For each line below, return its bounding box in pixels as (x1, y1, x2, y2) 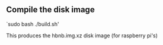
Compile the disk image (6, 5, 95, 15)
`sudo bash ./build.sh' (6, 20, 59, 27)
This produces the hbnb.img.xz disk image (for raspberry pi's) (6, 32, 158, 39)
